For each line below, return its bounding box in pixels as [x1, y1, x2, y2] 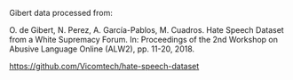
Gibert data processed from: [9, 8, 113, 18]
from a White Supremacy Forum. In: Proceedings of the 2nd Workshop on [9, 35, 278, 44]
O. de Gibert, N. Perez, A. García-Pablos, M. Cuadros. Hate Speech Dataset [9, 25, 284, 35]
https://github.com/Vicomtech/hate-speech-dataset [9, 61, 200, 71]
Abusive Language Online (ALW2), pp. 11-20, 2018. [9, 44, 195, 54]
